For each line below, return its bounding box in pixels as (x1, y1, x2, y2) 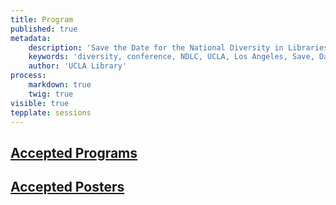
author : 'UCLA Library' (28, 61, 128, 71)
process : (10, 71, 47, 81)
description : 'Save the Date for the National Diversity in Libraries (28, 42, 329, 53)
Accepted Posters (10, 179, 125, 196)
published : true (10, 24, 78, 34)
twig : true (28, 89, 74, 99)
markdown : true (28, 80, 92, 90)
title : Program (10, 14, 74, 25)
